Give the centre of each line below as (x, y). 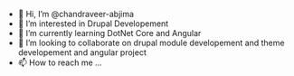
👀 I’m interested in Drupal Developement (93, 24)
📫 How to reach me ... (60, 62)
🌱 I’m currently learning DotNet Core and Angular (109, 33)
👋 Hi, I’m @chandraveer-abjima (76, 14)
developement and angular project (82, 52)
